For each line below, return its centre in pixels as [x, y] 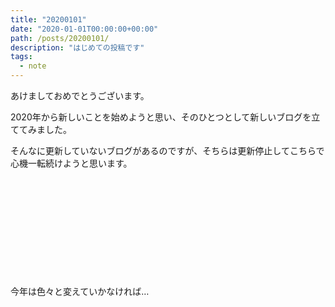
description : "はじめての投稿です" [77, 47]
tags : [21, 57]
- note [33, 66]
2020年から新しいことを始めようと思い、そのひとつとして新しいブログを [161, 117]
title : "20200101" [48, 19]
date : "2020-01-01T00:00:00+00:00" [84, 29]
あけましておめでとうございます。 [80, 95]
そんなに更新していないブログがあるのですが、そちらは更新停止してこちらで [167, 150]
